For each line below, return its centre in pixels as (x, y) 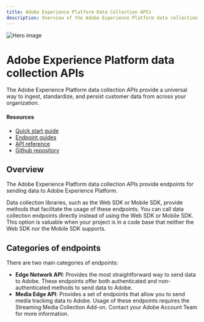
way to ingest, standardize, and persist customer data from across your (96, 96)
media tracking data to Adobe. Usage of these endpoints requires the (102, 301)
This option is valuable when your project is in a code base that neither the (100, 222)
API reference (32, 144)
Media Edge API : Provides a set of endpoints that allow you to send (100, 294)
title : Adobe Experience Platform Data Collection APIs (79, 12)
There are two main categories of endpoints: (62, 263)
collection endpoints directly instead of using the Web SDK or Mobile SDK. (100, 216)
